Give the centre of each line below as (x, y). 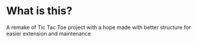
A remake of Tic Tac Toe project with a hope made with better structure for (99, 27)
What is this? (40, 11)
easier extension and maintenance (49, 33)
